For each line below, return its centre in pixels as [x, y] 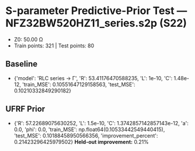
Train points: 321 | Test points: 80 [54, 46]
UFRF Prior [25, 109]
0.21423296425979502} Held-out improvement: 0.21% [81, 142]
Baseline [22, 64]
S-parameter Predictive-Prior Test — [96, 11]
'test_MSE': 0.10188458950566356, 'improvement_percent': [86, 135]
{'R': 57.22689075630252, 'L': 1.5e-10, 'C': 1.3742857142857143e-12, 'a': [101, 123]
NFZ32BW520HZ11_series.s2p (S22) [96, 23]
